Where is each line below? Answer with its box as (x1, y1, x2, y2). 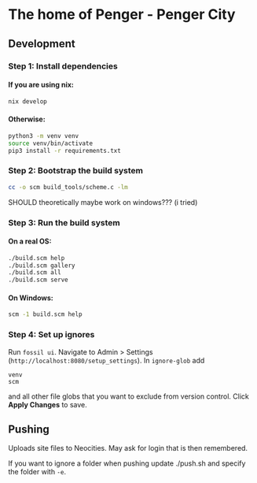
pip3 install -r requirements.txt (8, 147, 122, 154)
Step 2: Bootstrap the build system (8, 165, 144, 176)
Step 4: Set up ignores (8, 329, 95, 340)
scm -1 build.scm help (8, 310, 83, 318)
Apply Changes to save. (8, 399, 88, 409)
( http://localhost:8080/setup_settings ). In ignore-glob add (8, 355, 205, 365)
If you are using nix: (8, 80, 75, 90)
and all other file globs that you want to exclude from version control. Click (8, 392, 249, 401)
